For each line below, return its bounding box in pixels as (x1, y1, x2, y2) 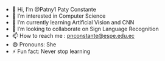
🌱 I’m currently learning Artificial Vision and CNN (12, 19, 135, 26)
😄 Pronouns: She (12, 41, 57, 48)
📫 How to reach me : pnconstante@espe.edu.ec (12, 32, 135, 39)
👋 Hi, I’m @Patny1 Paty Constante (12, 6, 96, 13)
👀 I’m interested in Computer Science (12, 12, 106, 20)
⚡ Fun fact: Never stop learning (12, 48, 91, 55)
